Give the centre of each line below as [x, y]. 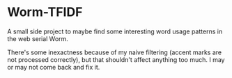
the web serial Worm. [38, 38]
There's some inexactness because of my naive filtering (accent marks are [114, 52]
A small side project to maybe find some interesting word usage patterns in [115, 31]
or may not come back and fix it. [54, 67]
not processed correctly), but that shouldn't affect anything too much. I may [116, 59]
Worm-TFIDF [45, 12]
